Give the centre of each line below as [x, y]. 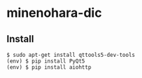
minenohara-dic [54, 13]
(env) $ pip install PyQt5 [46, 61]
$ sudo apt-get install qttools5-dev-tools [71, 55]
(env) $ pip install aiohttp [49, 67]
